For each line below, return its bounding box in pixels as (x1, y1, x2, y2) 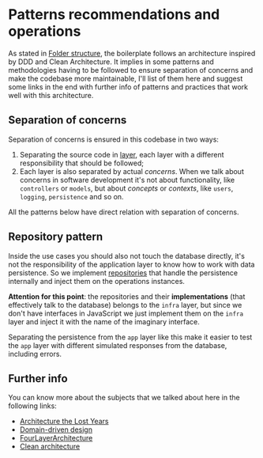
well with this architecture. (8, 90, 94, 100)
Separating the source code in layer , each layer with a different (19, 150, 224, 159)
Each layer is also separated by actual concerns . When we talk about (19, 166, 245, 176)
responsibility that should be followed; (19, 158, 145, 168)
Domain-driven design (19, 425, 93, 434)
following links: (8, 401, 57, 411)
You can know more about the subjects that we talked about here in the (8, 393, 240, 403)
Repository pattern (8, 230, 103, 244)
